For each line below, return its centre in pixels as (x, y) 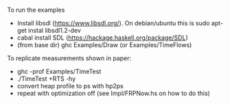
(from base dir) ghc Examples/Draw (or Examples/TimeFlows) (104, 45)
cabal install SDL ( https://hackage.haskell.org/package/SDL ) (102, 38)
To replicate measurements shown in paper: (69, 58)
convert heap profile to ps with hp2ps (70, 86)
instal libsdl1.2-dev (55, 30)
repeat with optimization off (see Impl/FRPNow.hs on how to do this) (114, 93)
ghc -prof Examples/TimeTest (59, 71)
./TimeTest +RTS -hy (46, 79)
